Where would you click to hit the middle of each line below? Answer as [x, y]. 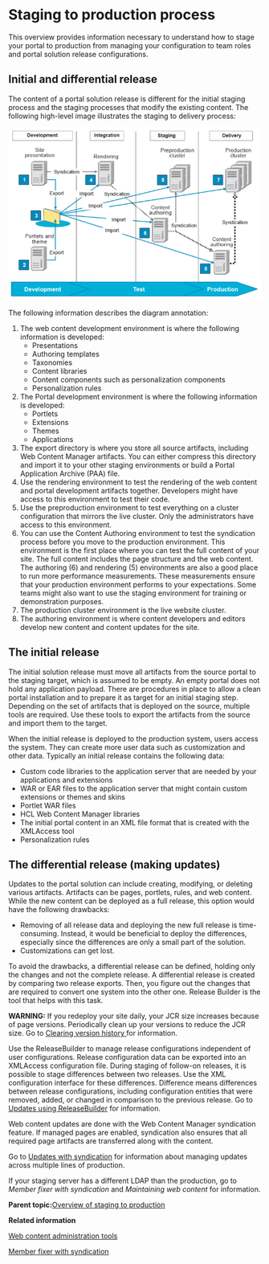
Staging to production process [112, 15]
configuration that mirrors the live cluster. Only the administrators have [137, 516]
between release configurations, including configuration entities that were [130, 1091]
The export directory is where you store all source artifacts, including [134, 448]
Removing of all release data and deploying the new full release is [128, 925]
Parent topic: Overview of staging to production [87, 1205]
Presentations [55, 345]
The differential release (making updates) [114, 864]
